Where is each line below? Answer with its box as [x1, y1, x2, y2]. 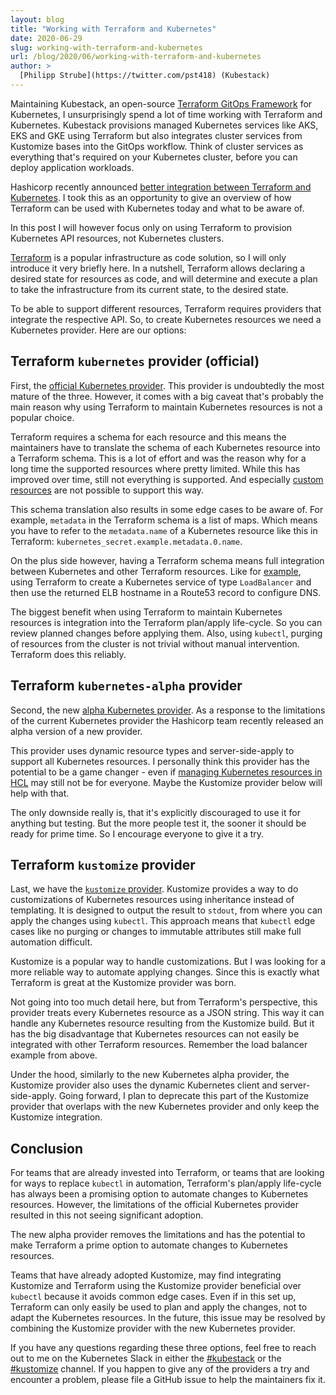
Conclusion [10, 1140, 84, 1157]
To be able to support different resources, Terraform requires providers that [10, 302, 322, 315]
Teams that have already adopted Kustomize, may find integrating [10, 1269, 282, 1281]
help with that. [10, 787, 70, 799]
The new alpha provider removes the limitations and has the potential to [10, 1229, 306, 1241]
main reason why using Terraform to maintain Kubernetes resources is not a [10, 401, 323, 413]
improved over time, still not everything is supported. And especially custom [10, 473, 324, 485]
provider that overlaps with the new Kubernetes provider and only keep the [10, 1101, 320, 1113]
